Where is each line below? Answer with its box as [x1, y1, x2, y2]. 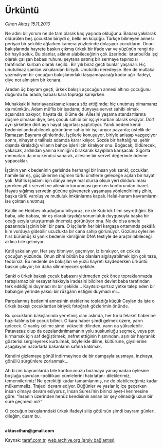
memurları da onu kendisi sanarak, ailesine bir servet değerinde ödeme [5, 152, 147, 158]
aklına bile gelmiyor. [5, 238, 45, 244]
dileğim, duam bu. [5, 413, 41, 419]
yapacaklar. [5, 158, 28, 163]
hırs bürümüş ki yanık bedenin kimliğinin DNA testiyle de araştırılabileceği [5, 233, 152, 239]
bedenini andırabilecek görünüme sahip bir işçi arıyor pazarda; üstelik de [5, 126, 151, 132]
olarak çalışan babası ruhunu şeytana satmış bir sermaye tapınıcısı [5, 56, 138, 62]
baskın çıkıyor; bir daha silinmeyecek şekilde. [5, 263, 96, 269]
